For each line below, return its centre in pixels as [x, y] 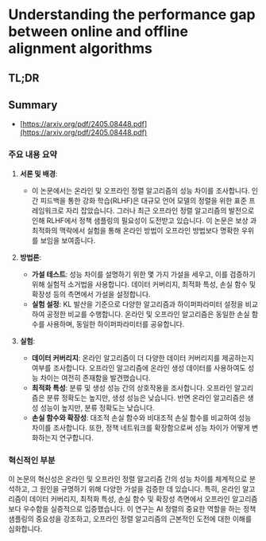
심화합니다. [25, 528]
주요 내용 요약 [33, 155]
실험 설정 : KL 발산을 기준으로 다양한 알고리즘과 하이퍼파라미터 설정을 [137, 304]
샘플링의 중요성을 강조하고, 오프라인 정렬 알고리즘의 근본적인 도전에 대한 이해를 [130, 519]
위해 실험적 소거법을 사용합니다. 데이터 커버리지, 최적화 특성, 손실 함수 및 [144, 284]
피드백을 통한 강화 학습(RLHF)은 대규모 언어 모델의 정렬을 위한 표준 [144, 200]
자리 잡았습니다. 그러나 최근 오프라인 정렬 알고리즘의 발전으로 [160, 210]
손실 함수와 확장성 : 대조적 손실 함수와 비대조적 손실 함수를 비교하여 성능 [141, 418]
